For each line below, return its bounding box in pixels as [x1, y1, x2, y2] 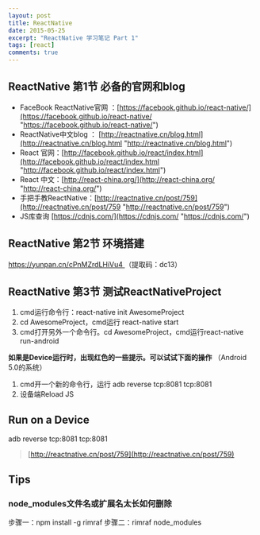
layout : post [8, 11, 52, 20]
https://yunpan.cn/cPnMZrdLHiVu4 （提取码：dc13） [8, 259, 182, 269]
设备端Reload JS [19, 390, 75, 399]
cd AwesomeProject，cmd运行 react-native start [19, 317, 179, 327]
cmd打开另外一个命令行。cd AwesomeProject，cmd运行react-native [19, 328, 244, 337]
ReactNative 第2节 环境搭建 [8, 237, 145, 250]
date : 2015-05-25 [8, 26, 66, 34]
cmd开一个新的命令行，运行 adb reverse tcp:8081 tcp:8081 [19, 379, 212, 390]
